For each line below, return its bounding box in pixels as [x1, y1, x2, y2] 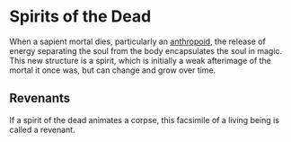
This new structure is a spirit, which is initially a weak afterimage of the [9, 55, 272, 66]
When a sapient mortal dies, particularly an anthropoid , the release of [9, 36, 267, 47]
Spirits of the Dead [9, 6, 152, 27]
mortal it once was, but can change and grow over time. [9, 65, 216, 75]
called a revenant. [9, 124, 75, 135]
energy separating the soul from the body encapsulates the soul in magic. [9, 45, 283, 56]
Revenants [9, 91, 71, 106]
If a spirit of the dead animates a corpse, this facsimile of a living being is [9, 114, 280, 125]
